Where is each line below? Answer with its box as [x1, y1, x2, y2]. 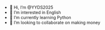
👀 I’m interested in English [9, 10, 61, 15]
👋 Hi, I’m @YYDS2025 [9, 5, 53, 10]
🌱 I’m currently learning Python [9, 15, 71, 20]
